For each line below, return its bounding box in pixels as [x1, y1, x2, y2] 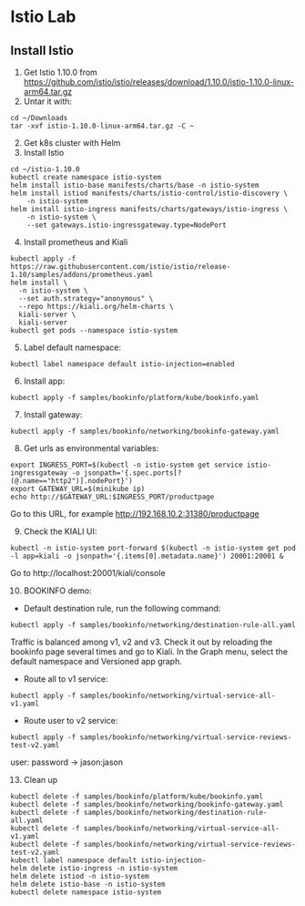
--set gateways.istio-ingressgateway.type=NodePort [26, 221, 227, 230]
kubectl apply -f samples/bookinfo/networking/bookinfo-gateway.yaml [10, 427, 280, 436]
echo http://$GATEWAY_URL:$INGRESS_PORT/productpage [10, 492, 215, 501]
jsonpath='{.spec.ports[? [83, 468, 182, 478]
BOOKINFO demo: [23, 585, 92, 596]
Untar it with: [23, 96, 72, 107]
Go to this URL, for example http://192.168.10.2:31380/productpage [10, 509, 259, 519]
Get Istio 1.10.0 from [23, 67, 98, 77]
